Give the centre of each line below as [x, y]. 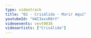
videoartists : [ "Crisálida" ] [36, 28]
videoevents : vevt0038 [29, 23]
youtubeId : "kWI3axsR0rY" [32, 19]
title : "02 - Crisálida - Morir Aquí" [46, 14]
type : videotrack [23, 10]
